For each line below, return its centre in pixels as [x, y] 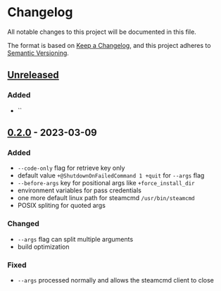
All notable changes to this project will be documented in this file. [102, 32]
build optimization [43, 247]
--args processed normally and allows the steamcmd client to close [116, 280]
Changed [24, 224]
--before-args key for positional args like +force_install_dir [106, 183]
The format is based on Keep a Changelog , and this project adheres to [109, 45]
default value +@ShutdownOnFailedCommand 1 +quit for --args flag [111, 175]
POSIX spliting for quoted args [61, 206]
